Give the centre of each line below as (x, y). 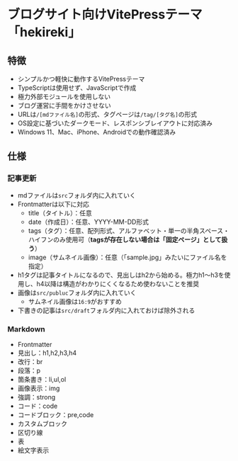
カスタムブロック (42, 423)
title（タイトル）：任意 (60, 212)
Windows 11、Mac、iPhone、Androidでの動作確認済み (96, 132)
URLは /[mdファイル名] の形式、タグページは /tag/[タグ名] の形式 (107, 114)
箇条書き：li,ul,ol (42, 379)
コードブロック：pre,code (56, 414)
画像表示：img (39, 388)
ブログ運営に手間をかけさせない (64, 106)
